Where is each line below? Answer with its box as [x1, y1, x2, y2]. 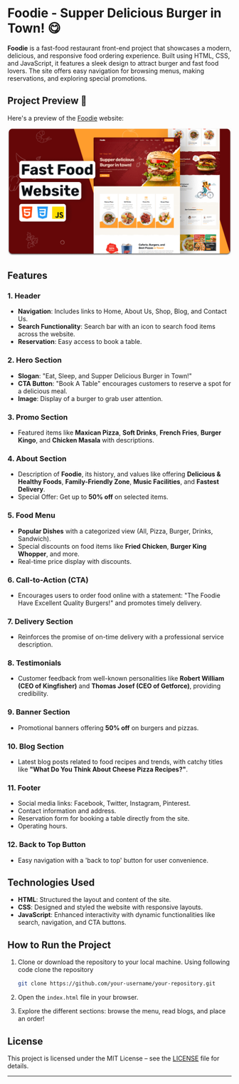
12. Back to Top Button [7, 840, 86, 850]
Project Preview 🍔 [7, 95, 87, 107]
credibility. [17, 689, 48, 698]
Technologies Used [7, 876, 95, 889]
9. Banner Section [7, 707, 70, 717]
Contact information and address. [17, 806, 117, 815]
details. [7, 1061, 29, 1070]
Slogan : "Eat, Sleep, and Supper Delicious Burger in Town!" [17, 371, 192, 380]
